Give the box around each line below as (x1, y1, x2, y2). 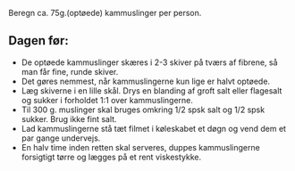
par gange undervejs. (21, 133, 101, 143)
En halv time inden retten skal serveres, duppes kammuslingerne (21, 142, 260, 152)
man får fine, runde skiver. (21, 66, 119, 77)
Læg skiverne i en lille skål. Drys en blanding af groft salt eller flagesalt (21, 85, 282, 96)
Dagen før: (8, 33, 69, 48)
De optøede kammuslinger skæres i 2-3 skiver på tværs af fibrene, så (21, 57, 278, 68)
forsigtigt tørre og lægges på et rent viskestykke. (21, 151, 202, 162)
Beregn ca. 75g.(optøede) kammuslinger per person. (8, 8, 202, 18)
